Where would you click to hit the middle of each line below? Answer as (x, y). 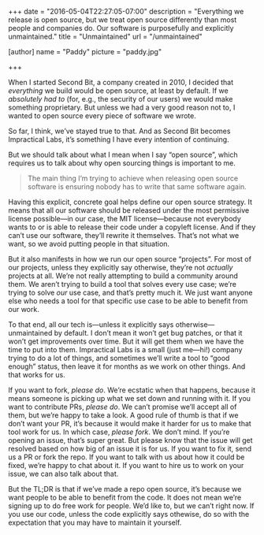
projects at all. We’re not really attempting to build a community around (123, 276)
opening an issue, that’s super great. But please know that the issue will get (131, 440)
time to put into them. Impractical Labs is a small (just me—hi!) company (125, 349)
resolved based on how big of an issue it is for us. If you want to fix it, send (130, 449)
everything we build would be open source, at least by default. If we (118, 91)
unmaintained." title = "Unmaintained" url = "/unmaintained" (105, 36)
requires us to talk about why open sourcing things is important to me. (122, 163)
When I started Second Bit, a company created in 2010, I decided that (121, 82)
